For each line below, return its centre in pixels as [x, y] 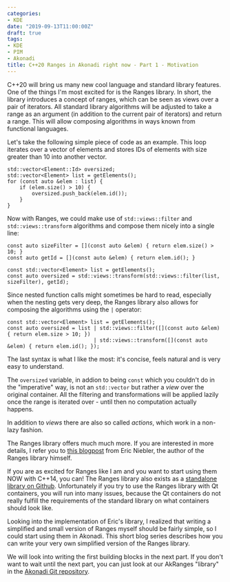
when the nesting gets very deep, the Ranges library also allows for [103, 302]
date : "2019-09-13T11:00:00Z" [51, 26]
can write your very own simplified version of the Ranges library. [99, 543]
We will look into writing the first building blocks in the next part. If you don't [115, 556]
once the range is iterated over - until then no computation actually [102, 402]
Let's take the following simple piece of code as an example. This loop [107, 142]
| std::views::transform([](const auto [150, 340]
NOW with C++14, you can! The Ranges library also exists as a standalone [112, 478]
